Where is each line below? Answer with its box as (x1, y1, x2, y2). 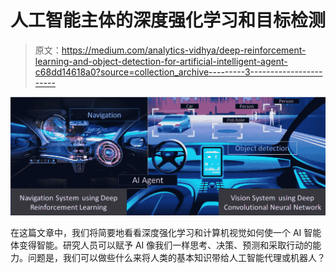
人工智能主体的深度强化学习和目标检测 (10, 9, 327, 32)
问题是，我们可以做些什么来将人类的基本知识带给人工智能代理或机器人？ (27, 252, 326, 264)
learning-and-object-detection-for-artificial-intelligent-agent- (34, 55, 288, 67)
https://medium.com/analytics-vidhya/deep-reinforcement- (61, 44, 307, 56)
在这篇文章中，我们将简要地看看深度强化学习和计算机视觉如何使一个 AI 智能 (10, 227, 322, 239)
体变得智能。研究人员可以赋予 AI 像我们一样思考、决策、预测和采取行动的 (10, 239, 313, 251)
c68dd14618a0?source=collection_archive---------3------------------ (34, 66, 323, 78)
